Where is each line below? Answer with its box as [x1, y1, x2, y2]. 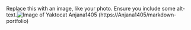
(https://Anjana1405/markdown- [98, 11, 177, 18]
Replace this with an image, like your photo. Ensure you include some [6, 5, 176, 12]
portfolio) [6, 18, 28, 24]
